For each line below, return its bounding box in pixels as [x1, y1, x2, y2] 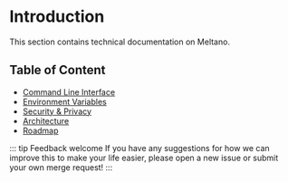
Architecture [22, 115, 70, 126]
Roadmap [22, 125, 59, 136]
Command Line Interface [22, 86, 116, 97]
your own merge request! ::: [9, 161, 113, 173]
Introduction [9, 6, 105, 27]
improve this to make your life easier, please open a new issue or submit [9, 152, 279, 163]
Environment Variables [22, 96, 107, 107]
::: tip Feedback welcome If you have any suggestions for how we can [9, 142, 270, 153]
